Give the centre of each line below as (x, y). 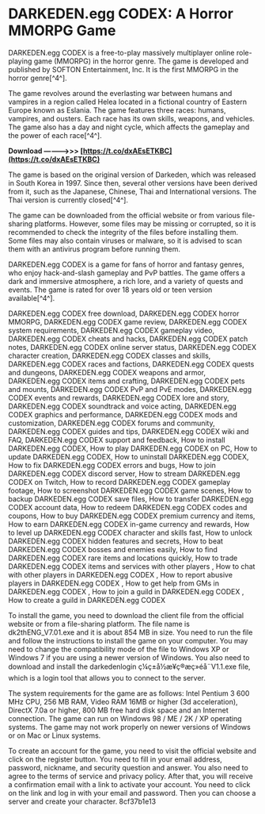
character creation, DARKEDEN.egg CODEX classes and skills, (110, 355)
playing (20, 61)
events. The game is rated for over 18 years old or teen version (110, 290)
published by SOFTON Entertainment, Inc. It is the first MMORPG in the (123, 69)
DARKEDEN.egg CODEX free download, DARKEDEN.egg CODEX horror (124, 313)
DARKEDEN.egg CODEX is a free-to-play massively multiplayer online (121, 52)
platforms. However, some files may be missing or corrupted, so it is (146, 224)
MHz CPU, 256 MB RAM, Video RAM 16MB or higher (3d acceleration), (123, 701)
